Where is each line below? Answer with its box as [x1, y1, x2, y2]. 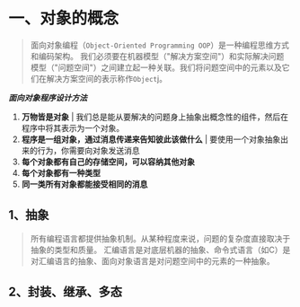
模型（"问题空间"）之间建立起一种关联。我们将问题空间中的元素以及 [30, 62, 282, 73]
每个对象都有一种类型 [21, 167, 101, 178]
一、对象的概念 [8, 8, 119, 29]
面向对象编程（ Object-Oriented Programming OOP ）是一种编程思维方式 [30, 39, 289, 50]
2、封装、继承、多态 [8, 285, 123, 300]
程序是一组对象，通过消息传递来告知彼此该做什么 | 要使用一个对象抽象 [21, 134, 281, 145]
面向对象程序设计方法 [8, 92, 87, 103]
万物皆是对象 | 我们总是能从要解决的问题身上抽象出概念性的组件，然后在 [21, 111, 289, 122]
